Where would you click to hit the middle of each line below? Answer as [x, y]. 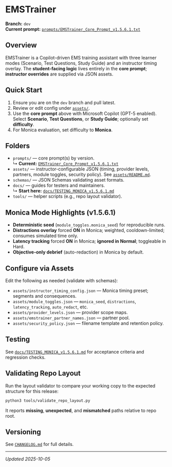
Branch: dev [18, 24]
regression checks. [26, 357]
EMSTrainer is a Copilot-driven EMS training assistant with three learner [81, 57]
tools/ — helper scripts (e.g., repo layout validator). [67, 197]
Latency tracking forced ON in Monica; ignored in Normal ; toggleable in [89, 241]
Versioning [23, 432]
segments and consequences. [45, 296]
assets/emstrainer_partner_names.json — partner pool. [71, 318]
